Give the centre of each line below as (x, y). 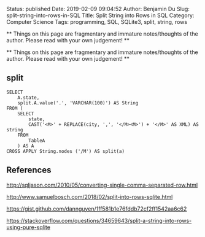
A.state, (29, 98)
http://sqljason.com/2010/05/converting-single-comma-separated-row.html (102, 185)
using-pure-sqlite (29, 227)
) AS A (26, 146)
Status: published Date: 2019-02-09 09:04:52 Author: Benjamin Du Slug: (98, 9)
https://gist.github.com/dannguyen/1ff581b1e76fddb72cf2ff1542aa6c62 (97, 209)
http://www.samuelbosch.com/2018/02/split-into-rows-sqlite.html (90, 196)
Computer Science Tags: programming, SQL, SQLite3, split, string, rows (97, 22)
